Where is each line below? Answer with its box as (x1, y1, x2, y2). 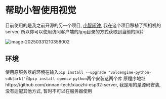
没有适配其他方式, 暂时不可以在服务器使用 (5, 88, 92, 94)
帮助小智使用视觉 (5, 5, 77, 16)
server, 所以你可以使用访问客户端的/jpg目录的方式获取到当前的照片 (5, 28, 144, 34)
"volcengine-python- (108, 70, 152, 75)
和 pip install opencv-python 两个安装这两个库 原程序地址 (25, 75, 146, 81)
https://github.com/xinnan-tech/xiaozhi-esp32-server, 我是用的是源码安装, (5, 81, 161, 87)
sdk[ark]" (5, 76, 26, 81)
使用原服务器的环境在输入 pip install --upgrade (5, 69, 106, 75)
